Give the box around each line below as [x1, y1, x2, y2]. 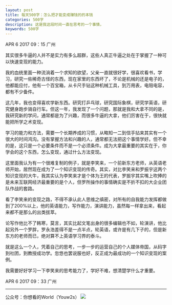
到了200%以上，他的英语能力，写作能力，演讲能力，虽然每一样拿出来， [5, 203, 157, 209]
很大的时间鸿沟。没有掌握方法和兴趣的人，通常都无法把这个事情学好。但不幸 [5, 136, 167, 143]
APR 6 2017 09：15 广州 [5, 42, 56, 48]
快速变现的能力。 [9, 58, 46, 65]
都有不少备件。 [5, 89, 37, 95]
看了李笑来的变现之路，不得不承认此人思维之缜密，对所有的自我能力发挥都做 [5, 196, 167, 202]
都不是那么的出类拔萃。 [9, 209, 59, 215]
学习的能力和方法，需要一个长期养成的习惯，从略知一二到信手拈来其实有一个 [5, 130, 167, 136]
